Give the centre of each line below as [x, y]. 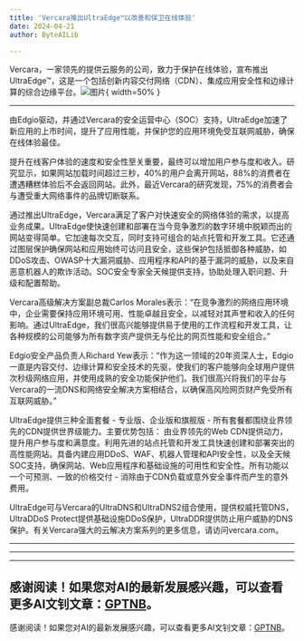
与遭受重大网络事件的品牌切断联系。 [77, 196]
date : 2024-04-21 [42, 26]
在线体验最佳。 [37, 142]
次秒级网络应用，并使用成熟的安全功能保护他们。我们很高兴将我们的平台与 [148, 378]
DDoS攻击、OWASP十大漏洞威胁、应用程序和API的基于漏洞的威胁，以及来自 [152, 260]
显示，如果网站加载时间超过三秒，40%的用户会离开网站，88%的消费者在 [154, 173]
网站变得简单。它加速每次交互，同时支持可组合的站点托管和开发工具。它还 [148, 238]
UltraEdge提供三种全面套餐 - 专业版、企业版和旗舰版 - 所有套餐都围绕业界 [147, 420]
